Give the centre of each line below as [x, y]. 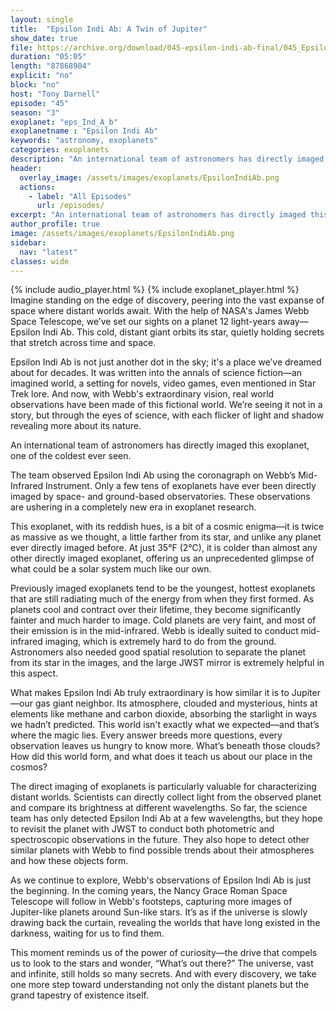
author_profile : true [55, 224]
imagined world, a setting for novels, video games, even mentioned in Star [163, 383]
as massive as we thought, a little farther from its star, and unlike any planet [166, 537]
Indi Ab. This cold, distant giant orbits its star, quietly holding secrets [183, 332]
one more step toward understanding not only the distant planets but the [160, 985]
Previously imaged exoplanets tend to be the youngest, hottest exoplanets [163, 588]
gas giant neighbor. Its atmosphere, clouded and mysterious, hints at [176, 703]
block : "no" [35, 85]
